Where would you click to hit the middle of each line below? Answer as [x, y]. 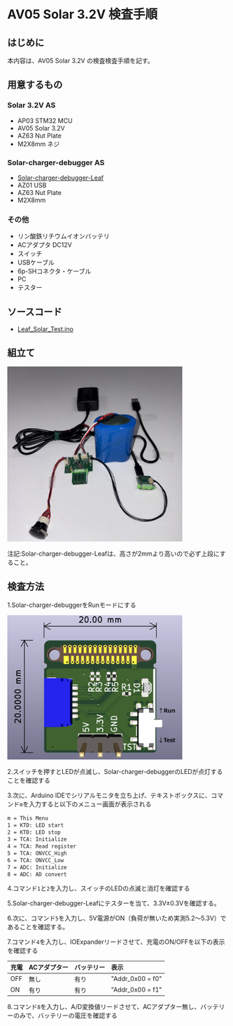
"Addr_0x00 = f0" [136, 979]
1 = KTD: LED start [36, 825]
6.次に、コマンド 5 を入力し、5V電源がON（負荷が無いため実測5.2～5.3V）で [117, 918]
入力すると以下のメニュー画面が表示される [90, 804]
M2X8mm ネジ [38, 144]
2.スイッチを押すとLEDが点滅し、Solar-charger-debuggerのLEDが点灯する [115, 771]
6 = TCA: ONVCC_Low [36, 860]
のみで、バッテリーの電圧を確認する [65, 1015]
